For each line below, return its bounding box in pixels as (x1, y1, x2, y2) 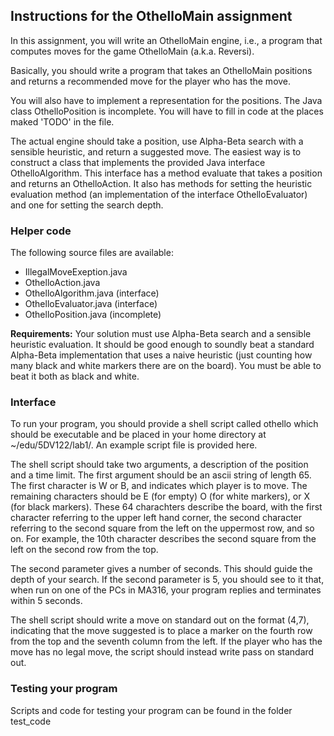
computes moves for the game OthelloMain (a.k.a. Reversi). (10, 45, 255, 57)
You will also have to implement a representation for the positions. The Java (10, 94, 323, 106)
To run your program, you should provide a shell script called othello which (10, 418, 319, 430)
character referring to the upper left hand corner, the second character (10, 512, 303, 524)
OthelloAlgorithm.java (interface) (24, 287, 160, 299)
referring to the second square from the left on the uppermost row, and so (10, 522, 315, 534)
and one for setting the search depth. (10, 199, 164, 211)
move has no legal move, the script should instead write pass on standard (10, 646, 315, 658)
